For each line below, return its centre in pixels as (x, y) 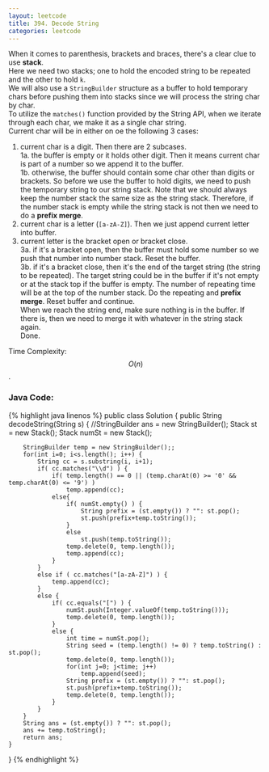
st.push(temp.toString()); (126, 539)
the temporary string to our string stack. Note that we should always (134, 190)
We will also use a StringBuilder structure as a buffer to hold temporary (128, 88)
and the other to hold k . (47, 80)
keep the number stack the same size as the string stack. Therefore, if (137, 198)
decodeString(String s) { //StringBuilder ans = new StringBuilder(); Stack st (133, 424)
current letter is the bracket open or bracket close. (104, 241)
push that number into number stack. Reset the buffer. (110, 259)
